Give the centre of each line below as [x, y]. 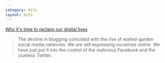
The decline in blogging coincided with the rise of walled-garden [86, 39]
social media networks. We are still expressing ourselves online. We [89, 44]
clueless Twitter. [35, 55]
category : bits [21, 10]
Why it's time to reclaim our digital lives [46, 29]
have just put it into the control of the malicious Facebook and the [87, 50]
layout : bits [19, 15]
